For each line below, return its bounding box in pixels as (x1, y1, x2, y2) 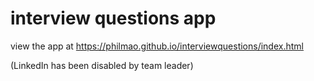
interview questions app (10, 7, 217, 30)
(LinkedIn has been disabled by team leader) (10, 59, 194, 71)
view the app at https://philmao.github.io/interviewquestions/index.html (10, 40, 304, 52)
